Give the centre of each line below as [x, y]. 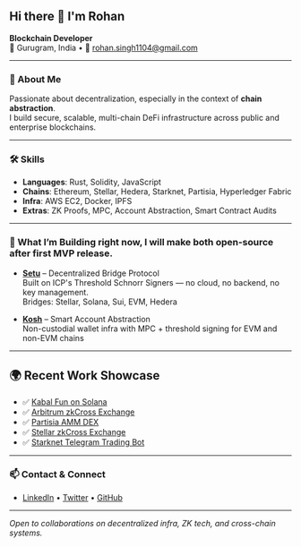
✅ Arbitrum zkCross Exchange [78, 412]
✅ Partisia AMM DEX [60, 422]
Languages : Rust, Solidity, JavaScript [91, 182]
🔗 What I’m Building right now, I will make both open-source [142, 243]
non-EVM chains [53, 338]
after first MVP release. [61, 253]
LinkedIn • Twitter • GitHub [73, 497]
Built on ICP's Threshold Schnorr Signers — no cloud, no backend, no [151, 282]
